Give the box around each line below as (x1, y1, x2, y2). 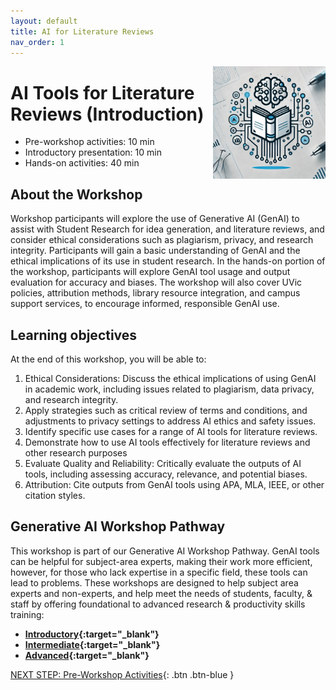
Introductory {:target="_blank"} (24, 628, 160, 640)
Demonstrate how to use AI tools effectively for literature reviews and (24, 436, 311, 448)
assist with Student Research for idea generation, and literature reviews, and (10, 223, 325, 235)
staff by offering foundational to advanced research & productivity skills (10, 598, 306, 610)
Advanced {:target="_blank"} (24, 649, 150, 661)
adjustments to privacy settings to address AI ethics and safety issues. (24, 415, 317, 427)
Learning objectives (10, 326, 138, 344)
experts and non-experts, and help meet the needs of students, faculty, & (10, 587, 313, 599)
